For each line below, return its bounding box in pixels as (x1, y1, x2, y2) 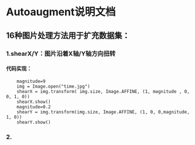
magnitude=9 (16, 78, 46, 84)
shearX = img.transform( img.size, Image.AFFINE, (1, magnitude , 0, (16, 88, 190, 94)
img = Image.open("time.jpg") (16, 83, 91, 89)
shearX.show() (16, 99, 51, 105)
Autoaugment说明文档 (6, 5, 116, 19)
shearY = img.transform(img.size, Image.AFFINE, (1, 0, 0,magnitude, (16, 109, 190, 115)
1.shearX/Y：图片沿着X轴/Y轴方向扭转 (6, 49, 116, 57)
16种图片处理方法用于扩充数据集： (6, 30, 130, 40)
